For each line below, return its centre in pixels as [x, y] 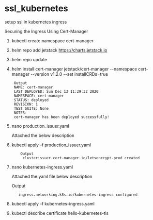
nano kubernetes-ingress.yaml [42, 167]
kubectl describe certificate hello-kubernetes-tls [60, 213]
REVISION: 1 [26, 104]
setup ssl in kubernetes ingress [36, 22]
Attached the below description [43, 135]
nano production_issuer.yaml [40, 126]
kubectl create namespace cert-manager [53, 41]
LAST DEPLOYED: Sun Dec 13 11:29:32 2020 [56, 91]
